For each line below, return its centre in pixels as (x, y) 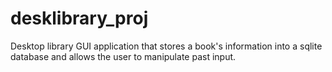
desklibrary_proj (79, 18)
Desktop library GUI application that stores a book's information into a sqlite (166, 46)
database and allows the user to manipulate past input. (123, 56)
